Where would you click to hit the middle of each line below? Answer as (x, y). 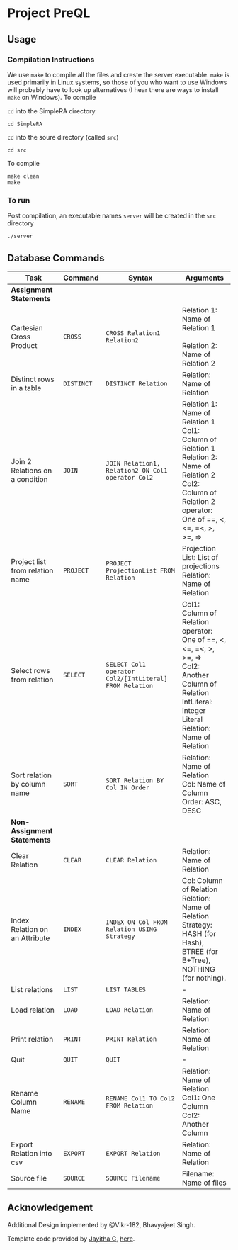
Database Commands (56, 258)
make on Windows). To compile (52, 97)
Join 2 (21, 461)
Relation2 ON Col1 (137, 470)
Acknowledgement (50, 1208)
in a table (26, 388)
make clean (23, 176)
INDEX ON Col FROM (137, 922)
